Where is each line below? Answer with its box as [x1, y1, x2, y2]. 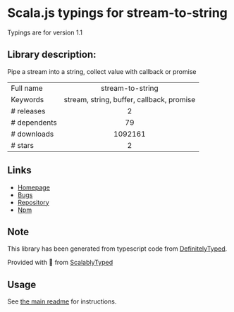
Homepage [17, 183, 51, 192]
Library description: [7, 49, 97, 61]
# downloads [11, 129, 54, 139]
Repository [17, 198, 49, 206]
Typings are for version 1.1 [7, 28, 83, 37]
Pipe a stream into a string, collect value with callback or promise [7, 67, 197, 75]
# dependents [11, 118, 58, 127]
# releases [11, 106, 46, 116]
